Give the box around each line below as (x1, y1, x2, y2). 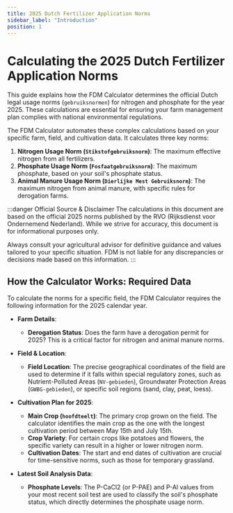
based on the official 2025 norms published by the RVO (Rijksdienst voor (7, 213, 216, 221)
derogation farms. (17, 192, 69, 200)
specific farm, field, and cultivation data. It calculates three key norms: (7, 133, 209, 142)
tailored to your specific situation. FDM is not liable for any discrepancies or (7, 248, 224, 256)
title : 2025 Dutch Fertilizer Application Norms (7, 10, 151, 17)
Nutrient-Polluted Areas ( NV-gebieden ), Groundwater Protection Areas (27, 377, 227, 386)
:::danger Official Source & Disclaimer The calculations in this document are (7, 205, 224, 213)
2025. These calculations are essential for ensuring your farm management (7, 106, 223, 114)
